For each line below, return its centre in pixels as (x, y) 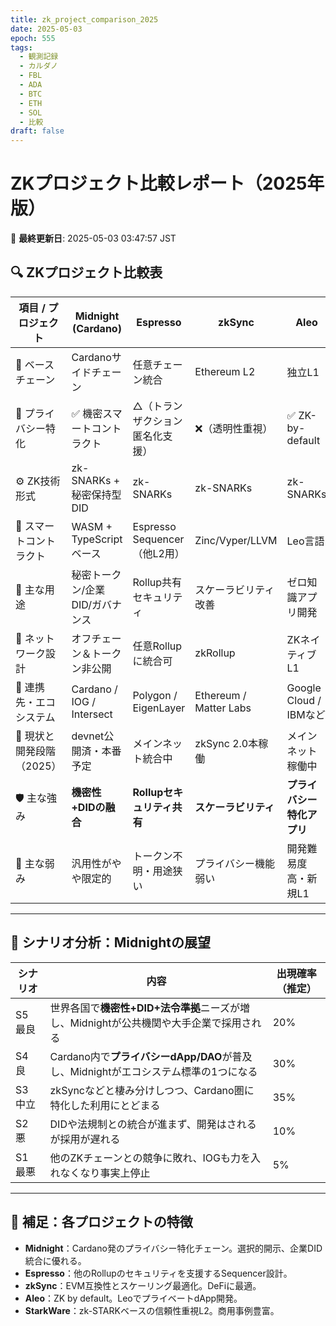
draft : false (37, 131)
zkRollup (215, 653)
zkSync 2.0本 (226, 743)
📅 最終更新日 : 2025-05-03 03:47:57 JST (93, 238)
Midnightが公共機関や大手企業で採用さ (160, 1023)
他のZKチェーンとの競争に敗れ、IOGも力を (150, 1158)
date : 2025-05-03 (46, 29)
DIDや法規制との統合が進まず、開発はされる (153, 1124)
